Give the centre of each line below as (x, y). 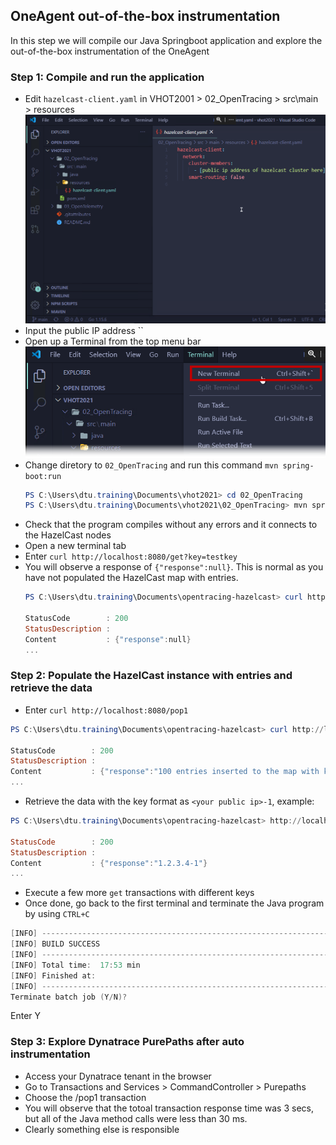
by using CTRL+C (57, 914)
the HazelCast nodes (68, 535)
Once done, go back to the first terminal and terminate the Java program (174, 903)
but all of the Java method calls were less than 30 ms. (136, 1118)
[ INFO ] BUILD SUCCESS (55, 944)
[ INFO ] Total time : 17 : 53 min (75, 965)
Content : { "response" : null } (108, 639)
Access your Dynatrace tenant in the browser (118, 1076)
